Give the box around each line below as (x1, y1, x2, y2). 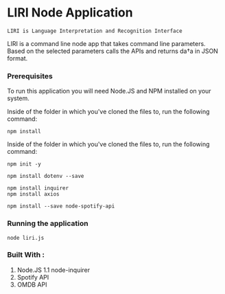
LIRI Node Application (7, 5, 133, 21)
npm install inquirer (7, 185, 69, 192)
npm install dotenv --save (7, 173, 84, 180)
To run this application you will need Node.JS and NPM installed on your (7, 87, 211, 95)
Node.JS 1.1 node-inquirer (16, 266, 91, 274)
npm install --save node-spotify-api (7, 203, 115, 210)
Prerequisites (7, 71, 53, 80)
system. (7, 94, 29, 102)
